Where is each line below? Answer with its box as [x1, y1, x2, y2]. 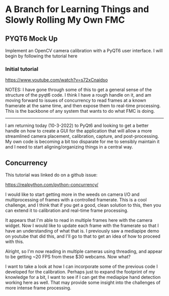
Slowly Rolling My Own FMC [5, 14, 125, 26]
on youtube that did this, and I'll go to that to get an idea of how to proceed [5, 233, 161, 240]
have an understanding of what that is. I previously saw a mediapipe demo [5, 228, 159, 234]
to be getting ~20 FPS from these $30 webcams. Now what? [5, 254, 131, 260]
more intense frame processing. [5, 285, 71, 291]
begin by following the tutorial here [5, 53, 78, 59]
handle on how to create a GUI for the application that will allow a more [5, 128, 152, 134]
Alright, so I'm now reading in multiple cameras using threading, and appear [5, 248, 162, 255]
